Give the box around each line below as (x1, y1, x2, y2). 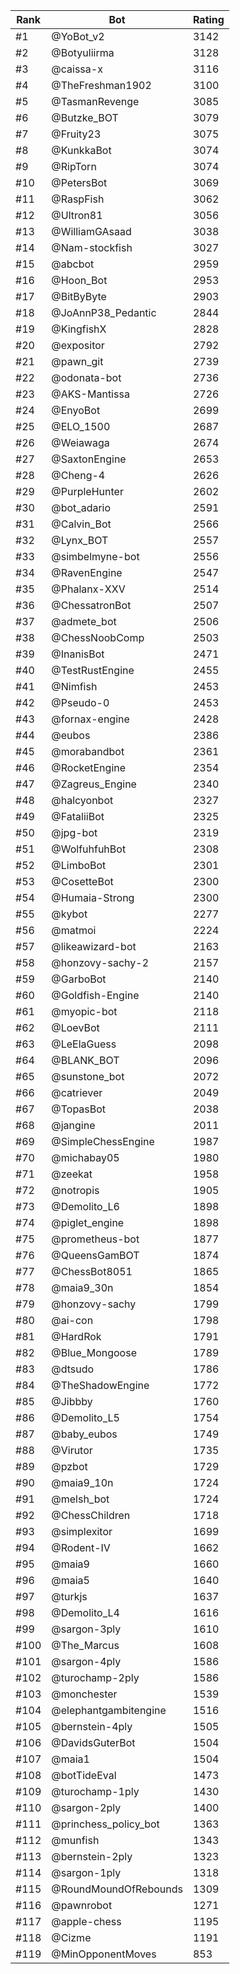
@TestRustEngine (51, 664, 135, 677)
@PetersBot (51, 176, 108, 189)
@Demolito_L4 (51, 1606, 120, 1619)
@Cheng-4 (51, 469, 106, 482)
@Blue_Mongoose (51, 1346, 137, 1359)
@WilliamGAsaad (51, 225, 132, 238)
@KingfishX (51, 322, 107, 336)
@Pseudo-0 (51, 696, 110, 709)
